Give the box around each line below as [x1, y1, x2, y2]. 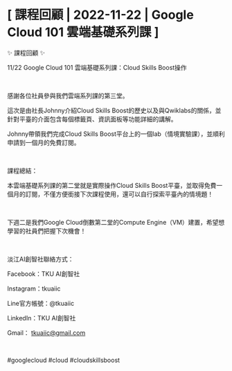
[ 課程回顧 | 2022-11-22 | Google [7, 7, 194, 23]
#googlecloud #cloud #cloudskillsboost [7, 356, 120, 364]
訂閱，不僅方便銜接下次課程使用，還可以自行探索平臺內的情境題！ [25, 189, 213, 198]
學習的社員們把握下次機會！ [7, 227, 87, 235]
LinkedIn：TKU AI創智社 [7, 313, 76, 322]
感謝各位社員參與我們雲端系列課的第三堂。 [7, 92, 129, 100]
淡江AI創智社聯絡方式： [7, 254, 74, 263]
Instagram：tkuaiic [7, 284, 61, 293]
